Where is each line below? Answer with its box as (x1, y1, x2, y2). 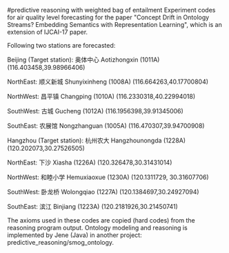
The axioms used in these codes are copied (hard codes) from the (7, 216, 195, 224)
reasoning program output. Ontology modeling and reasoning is (7, 224, 188, 232)
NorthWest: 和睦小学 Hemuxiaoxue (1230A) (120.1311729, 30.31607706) (7, 173, 209, 181)
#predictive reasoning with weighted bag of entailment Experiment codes (7, 6, 216, 14)
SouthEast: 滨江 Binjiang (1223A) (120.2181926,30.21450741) (7, 203, 178, 210)
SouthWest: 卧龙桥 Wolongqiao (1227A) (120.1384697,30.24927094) (7, 188, 199, 196)
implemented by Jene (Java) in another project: (7, 231, 143, 239)
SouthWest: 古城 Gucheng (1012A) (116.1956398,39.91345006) (7, 107, 184, 115)
